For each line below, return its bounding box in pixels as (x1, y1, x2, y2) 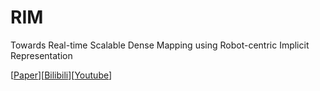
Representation (10, 49, 73, 61)
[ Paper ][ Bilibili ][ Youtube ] (10, 69, 113, 81)
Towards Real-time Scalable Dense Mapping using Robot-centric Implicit (10, 39, 310, 51)
